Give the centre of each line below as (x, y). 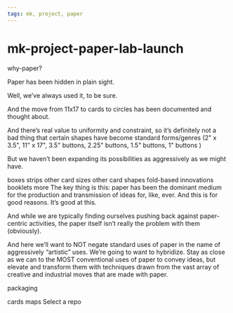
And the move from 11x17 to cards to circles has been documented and (109, 109)
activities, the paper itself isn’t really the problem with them (114, 223)
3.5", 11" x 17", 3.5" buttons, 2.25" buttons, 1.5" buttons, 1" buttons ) (105, 145)
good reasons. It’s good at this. (52, 202)
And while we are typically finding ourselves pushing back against (103, 216)
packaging (22, 288)
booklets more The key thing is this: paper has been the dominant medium (115, 187)
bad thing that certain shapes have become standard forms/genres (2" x (112, 137)
